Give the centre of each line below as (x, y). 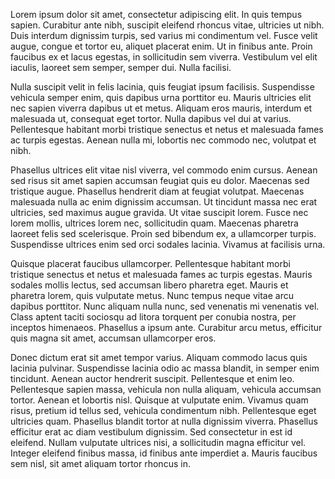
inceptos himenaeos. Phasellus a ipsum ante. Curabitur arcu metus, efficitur (166, 327)
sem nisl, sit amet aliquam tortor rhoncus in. (100, 463)
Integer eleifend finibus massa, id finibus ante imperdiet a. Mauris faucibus (164, 453)
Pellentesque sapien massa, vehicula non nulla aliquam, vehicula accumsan (166, 389)
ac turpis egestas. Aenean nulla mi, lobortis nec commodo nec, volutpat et (163, 140)
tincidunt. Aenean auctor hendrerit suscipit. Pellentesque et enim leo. (152, 378)
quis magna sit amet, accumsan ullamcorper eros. (113, 338)
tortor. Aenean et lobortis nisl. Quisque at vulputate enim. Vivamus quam (159, 400)
